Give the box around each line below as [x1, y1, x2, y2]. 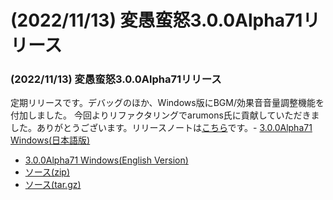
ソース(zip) [24, 166, 71, 178]
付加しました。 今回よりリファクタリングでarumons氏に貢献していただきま [10, 109, 320, 121]
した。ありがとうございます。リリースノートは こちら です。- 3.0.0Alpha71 [10, 122, 313, 134]
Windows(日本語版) [10, 134, 91, 146]
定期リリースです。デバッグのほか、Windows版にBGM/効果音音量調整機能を [10, 97, 325, 109]
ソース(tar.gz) [24, 179, 82, 191]
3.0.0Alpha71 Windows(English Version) [24, 154, 189, 166]
